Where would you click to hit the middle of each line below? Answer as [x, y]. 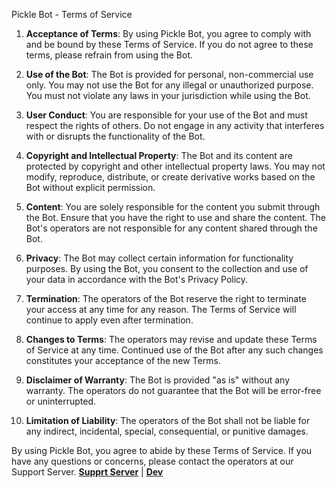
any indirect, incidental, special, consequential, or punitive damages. [167, 431]
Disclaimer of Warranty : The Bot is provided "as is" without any [158, 380]
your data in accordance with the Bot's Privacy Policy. [137, 279]
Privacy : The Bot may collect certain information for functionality [159, 258]
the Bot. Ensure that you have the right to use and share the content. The [175, 217]
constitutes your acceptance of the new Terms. [123, 360]
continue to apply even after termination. [109, 320]
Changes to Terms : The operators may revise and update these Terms [171, 339]
